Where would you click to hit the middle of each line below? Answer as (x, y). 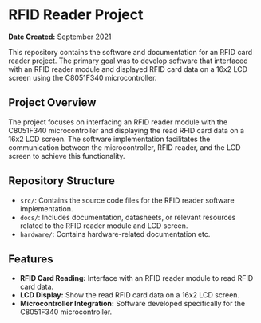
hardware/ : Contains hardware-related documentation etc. (115, 234)
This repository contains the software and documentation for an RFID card (130, 52)
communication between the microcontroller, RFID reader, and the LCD (125, 147)
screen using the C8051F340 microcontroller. (83, 77)
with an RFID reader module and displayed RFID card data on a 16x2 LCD (128, 69)
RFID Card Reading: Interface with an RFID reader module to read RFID (136, 278)
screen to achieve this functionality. (67, 156)
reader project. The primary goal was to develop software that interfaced (128, 61)
